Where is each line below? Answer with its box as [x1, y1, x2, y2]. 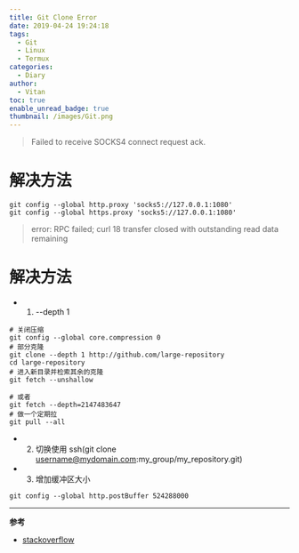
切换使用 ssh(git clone [35, 444, 117, 454]
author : [9, 79, 38, 88]
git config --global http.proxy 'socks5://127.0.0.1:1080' [9, 201, 233, 210]
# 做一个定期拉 [9, 410, 58, 419]
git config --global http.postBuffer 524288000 [9, 492, 190, 501]
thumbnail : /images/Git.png [9, 112, 114, 121]
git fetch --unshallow [9, 375, 93, 384]
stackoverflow [21, 534, 75, 545]
